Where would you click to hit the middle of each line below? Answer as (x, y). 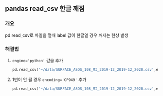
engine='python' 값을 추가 (37, 60)
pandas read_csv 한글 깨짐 (45, 9)
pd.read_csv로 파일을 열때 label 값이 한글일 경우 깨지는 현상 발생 (67, 35)
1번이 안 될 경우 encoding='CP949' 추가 (49, 80)
